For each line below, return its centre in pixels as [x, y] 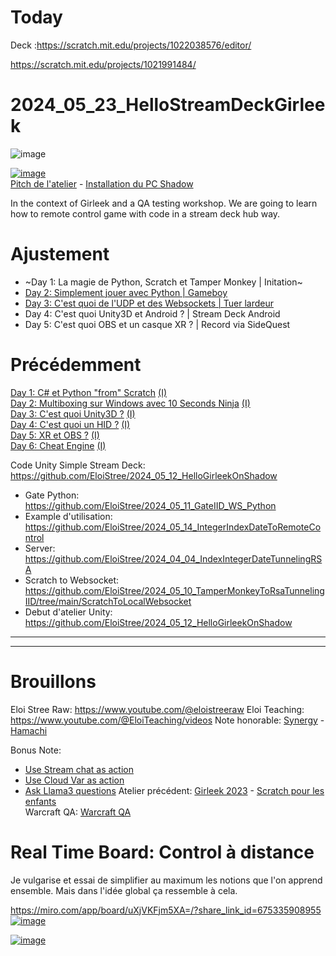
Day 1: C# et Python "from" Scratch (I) [89, 392]
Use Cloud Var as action [74, 780]
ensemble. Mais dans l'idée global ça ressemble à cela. [124, 890]
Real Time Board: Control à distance [162, 852]
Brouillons [53, 681]
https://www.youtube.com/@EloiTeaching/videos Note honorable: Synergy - [167, 720]
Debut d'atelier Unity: [68, 612]
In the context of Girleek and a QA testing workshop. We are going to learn [164, 203]
